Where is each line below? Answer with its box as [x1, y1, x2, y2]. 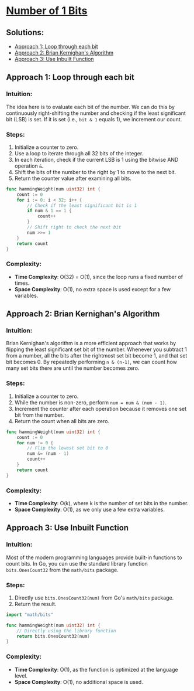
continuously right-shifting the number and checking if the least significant [6, 110, 186, 117]
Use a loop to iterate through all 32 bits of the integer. [14, 149, 144, 156]
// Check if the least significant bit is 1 [27, 202, 137, 209]
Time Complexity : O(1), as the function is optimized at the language [14, 666, 178, 673]
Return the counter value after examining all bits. [14, 175, 131, 182]
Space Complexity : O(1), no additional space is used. [14, 678, 143, 685]
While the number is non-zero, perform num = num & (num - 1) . [14, 399, 167, 406]
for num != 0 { [16, 440, 54, 446]
